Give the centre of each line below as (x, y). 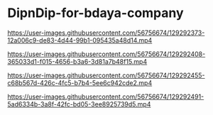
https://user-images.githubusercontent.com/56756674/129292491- (106, 97)
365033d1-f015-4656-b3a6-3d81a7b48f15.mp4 (77, 61)
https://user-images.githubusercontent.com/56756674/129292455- (106, 75)
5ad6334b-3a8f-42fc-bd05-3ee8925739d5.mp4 (79, 104)
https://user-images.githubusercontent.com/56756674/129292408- (106, 54)
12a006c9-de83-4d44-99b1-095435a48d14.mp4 (80, 40)
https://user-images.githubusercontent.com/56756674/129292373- (106, 33)
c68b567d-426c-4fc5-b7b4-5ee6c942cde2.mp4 (80, 82)
